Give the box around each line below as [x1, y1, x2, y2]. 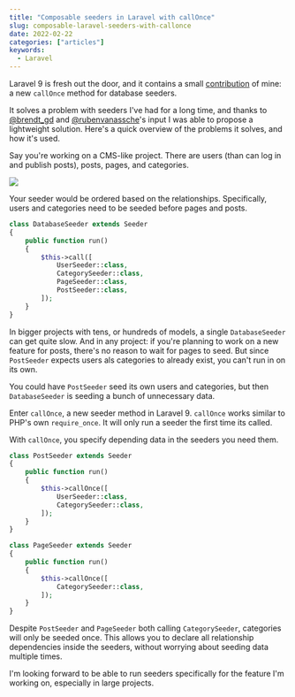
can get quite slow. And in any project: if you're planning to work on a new [9, 335, 279, 346]
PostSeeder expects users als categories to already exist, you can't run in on [9, 355, 286, 365]
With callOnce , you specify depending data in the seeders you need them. [9, 434, 279, 445]
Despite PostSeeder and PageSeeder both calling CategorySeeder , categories [9, 623, 282, 633]
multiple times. [9, 651, 63, 662]
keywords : [9, 46, 46, 55]
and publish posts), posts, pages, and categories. [9, 160, 190, 170]
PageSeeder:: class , [56, 278, 128, 287]
